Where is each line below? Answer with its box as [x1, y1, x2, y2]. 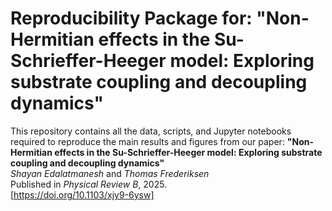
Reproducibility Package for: [10, 7, 253, 30]
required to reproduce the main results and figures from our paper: [10, 135, 285, 147]
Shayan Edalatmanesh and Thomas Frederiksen [10, 167, 210, 179]
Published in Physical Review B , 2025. [10, 178, 168, 190]
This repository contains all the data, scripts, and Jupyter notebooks [10, 125, 292, 137]
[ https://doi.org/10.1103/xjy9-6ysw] [10, 188, 155, 201]
